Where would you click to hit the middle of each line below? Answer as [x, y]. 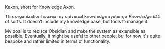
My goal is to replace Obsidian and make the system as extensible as [75, 31]
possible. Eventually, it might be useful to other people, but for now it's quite [83, 36]
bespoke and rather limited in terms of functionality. [58, 41]
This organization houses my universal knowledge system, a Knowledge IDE [82, 16]
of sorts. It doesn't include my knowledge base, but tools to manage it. [77, 22]
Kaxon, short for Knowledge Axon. [40, 7]
